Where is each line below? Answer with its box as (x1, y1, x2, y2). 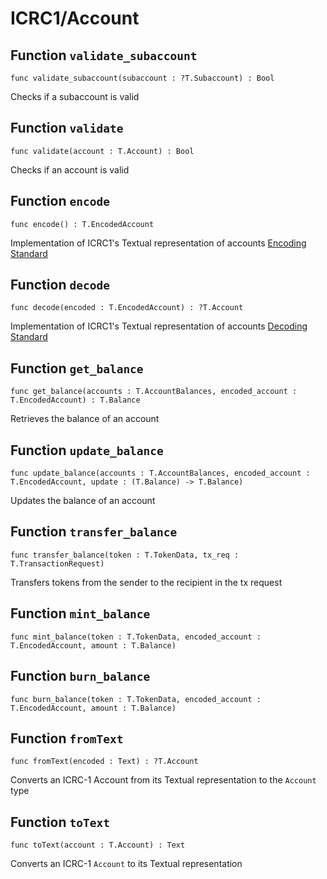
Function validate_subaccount (10, 47, 198, 64)
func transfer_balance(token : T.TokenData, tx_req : (10, 550, 240, 560)
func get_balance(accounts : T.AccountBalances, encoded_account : (10, 387, 298, 397)
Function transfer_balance (10, 523, 178, 541)
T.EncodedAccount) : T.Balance (10, 395, 141, 406)
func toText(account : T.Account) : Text (10, 840, 186, 851)
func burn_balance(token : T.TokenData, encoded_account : (10, 694, 262, 704)
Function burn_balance (10, 668, 151, 685)
